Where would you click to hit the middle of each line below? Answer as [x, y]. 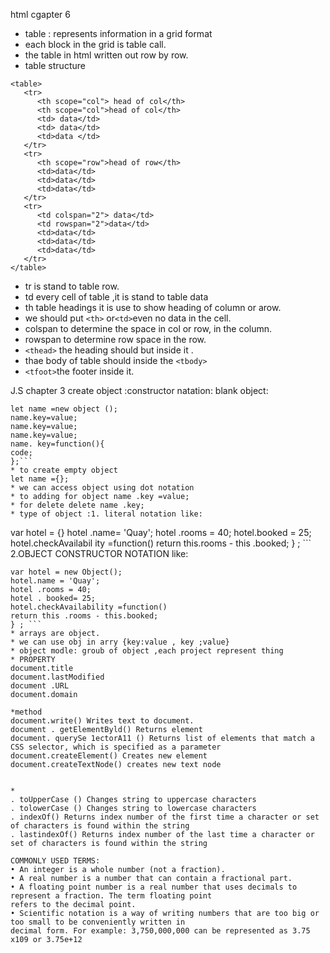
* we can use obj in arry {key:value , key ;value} [120, 642]
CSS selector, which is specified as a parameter [116, 747]
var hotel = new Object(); [66, 572]
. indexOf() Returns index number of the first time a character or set [165, 817]
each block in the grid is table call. [95, 44]
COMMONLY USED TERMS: [55, 861]
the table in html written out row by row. [106, 55]
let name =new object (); [64, 409]
